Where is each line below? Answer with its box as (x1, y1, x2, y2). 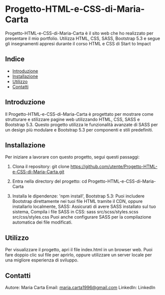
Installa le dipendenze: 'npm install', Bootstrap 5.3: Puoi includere (12, 193, 145, 199)
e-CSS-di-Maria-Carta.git (12, 169, 65, 175)
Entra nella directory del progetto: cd (12, 178, 87, 184)
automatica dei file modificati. (12, 219, 73, 225)
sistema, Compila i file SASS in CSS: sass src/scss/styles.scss (12, 209, 139, 215)
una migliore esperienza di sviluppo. (5, 257, 79, 263)
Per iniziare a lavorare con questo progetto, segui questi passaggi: (5, 154, 140, 160)
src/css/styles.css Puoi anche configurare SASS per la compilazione (12, 214, 152, 220)
